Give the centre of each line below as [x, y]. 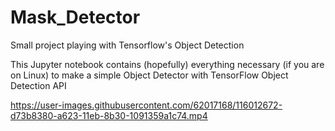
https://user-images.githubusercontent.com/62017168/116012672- [146, 105]
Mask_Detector [75, 17]
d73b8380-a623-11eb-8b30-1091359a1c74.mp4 [109, 115]
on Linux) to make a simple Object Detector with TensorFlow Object [149, 75]
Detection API [38, 85]
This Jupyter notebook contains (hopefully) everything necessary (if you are [167, 64]
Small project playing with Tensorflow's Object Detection [127, 45]
